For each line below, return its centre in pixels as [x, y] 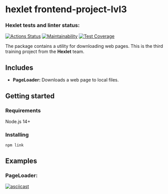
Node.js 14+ [18, 121]
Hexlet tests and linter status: [43, 25]
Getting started [30, 96]
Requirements [23, 110]
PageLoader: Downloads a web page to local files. [66, 80]
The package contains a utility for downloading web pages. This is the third [84, 46]
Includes [19, 67]
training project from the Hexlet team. [45, 51]
